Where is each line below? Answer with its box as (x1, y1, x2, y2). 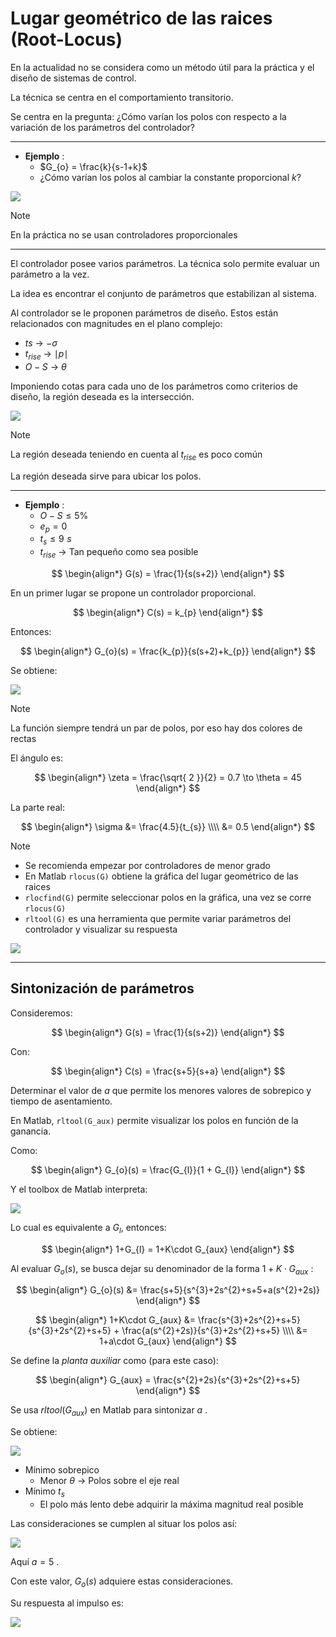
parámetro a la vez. (10, 268, 90, 280)
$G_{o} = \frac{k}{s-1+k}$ (39, 160, 148, 172)
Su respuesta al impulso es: (10, 1597, 125, 1609)
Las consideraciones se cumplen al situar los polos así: (10, 1517, 238, 1529)
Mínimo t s (24, 1485, 65, 1499)
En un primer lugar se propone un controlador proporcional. (10, 587, 257, 599)
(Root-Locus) (10, 28, 123, 51)
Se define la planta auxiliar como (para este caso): (10, 1355, 219, 1367)
